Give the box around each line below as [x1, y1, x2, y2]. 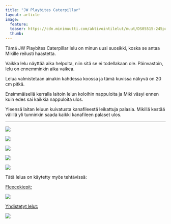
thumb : [10, 31, 24, 36]
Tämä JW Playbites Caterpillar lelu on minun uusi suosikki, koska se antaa [5, 45, 160, 51]
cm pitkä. [5, 81, 25, 87]
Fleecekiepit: [5, 184, 32, 190]
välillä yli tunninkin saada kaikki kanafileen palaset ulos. [5, 111, 122, 118]
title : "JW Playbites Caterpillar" [5, 7, 81, 13]
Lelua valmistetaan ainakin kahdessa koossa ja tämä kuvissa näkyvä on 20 [5, 76, 162, 81]
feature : [10, 21, 28, 27]
